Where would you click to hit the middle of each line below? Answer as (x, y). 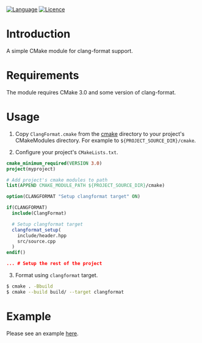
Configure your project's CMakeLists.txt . (67, 152)
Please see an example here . (43, 333)
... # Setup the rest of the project (54, 264)
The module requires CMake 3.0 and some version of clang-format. (91, 92)
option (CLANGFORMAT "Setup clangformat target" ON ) (73, 197)
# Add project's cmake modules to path (57, 180)
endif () (16, 253)
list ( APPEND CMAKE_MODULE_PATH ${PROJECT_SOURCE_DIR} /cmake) (86, 186)
